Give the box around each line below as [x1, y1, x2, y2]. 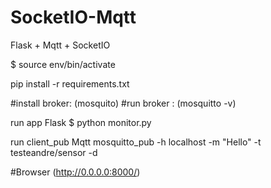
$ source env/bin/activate [10, 58, 116, 70]
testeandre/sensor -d [10, 146, 98, 158]
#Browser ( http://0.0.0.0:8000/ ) [10, 166, 141, 178]
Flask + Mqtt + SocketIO [10, 39, 111, 51]
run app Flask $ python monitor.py [10, 116, 152, 128]
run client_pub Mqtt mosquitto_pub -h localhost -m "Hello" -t [10, 136, 262, 148]
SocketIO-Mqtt [10, 6, 137, 29]
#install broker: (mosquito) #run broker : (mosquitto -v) [10, 97, 237, 109]
